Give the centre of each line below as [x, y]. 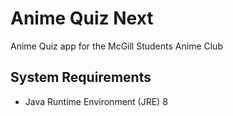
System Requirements [81, 77]
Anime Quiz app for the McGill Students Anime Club [116, 46]
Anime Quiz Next [82, 18]
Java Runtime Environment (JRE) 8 [96, 101]
